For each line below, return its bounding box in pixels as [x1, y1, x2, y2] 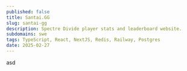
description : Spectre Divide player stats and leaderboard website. [6, 25, 182, 32]
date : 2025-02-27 [6, 43, 50, 49]
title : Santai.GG [6, 14, 50, 20]
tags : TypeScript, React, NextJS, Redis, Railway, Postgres [6, 37, 161, 43]
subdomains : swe [6, 31, 47, 37]
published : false [6, 8, 50, 15]
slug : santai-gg [6, 20, 47, 26]
